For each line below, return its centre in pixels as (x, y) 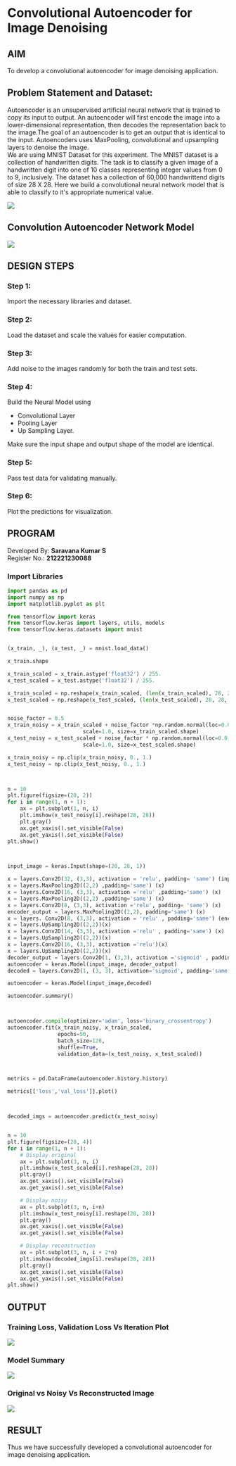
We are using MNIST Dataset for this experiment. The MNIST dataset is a (113, 154)
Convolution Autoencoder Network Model (101, 228)
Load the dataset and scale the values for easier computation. (97, 335)
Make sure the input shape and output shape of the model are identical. (111, 444)
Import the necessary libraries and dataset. (70, 301)
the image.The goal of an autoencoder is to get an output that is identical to (116, 132)
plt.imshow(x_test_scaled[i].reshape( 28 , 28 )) (89, 1168)
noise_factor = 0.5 (36, 719)
